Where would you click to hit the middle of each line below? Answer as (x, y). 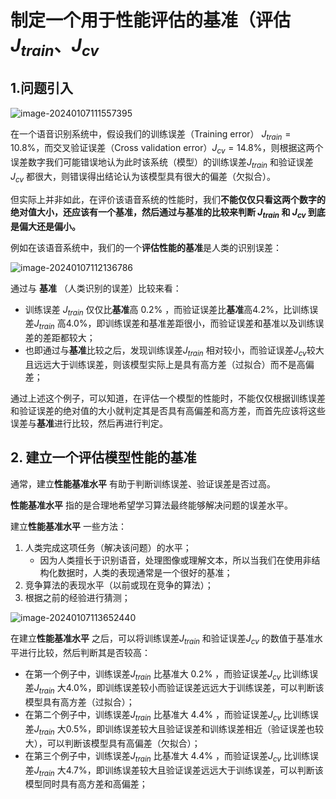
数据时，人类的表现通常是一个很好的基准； (145, 572)
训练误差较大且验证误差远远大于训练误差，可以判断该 (214, 770)
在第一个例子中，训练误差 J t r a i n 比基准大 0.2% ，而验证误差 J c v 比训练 (167, 674)
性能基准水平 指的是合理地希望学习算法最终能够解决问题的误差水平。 (151, 505)
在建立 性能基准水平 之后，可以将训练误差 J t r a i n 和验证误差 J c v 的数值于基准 (162, 639)
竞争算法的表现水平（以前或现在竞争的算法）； (119, 585)
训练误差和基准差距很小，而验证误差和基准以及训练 (210, 323)
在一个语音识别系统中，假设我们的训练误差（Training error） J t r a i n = (151, 134)
